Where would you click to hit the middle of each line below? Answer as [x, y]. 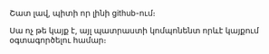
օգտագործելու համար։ [58, 40]
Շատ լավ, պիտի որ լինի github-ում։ [82, 13]
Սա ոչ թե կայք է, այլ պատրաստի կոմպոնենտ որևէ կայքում [134, 30]
